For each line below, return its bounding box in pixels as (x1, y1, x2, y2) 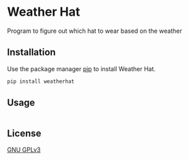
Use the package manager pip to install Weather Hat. (7, 64, 156, 72)
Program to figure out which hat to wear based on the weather (7, 27, 183, 35)
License (7, 127, 42, 139)
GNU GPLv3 (7, 146, 41, 154)
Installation (7, 46, 56, 58)
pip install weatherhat (7, 78, 75, 85)
